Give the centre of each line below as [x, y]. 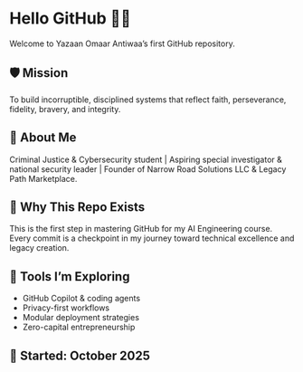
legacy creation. [39, 248]
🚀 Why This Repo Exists [77, 207]
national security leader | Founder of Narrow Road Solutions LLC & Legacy [148, 169]
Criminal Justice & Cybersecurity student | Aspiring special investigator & [146, 159]
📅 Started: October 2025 [80, 355]
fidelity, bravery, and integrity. [65, 109]
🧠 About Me [43, 138]
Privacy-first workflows [66, 308]
